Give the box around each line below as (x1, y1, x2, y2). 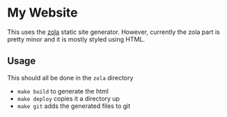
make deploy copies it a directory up (17, 94, 120, 102)
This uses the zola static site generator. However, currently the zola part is (7, 28, 221, 36)
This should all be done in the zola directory (7, 73, 134, 82)
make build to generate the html (17, 87, 109, 95)
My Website (7, 5, 78, 21)
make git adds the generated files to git (17, 102, 131, 110)
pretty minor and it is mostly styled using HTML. (7, 35, 145, 43)
